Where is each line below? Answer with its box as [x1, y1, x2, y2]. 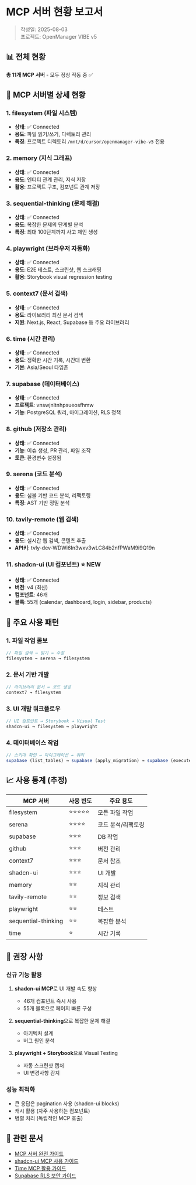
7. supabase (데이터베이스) [6, 380, 80, 388]
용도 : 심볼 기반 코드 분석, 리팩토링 [14, 491, 91, 498]
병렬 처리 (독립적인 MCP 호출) [14, 1114, 83, 1122]
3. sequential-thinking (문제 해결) [6, 199, 100, 207]
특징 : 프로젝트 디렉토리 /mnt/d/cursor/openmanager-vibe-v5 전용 [14, 138, 165, 145]
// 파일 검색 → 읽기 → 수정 [6, 650, 65, 656]
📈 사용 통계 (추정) [6, 776, 68, 786]
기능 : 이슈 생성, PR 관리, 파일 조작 [14, 446, 92, 454]
